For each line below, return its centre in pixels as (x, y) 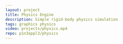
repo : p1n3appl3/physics (32, 33)
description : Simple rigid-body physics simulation (61, 19)
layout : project (23, 10)
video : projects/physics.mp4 (36, 29)
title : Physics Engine (29, 15)
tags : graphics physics (31, 24)
